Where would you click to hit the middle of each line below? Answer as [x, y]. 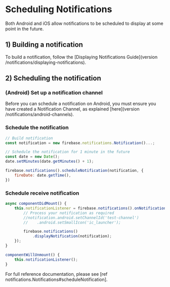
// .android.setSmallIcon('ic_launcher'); [72, 222]
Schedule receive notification [42, 193]
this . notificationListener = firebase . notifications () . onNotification [90, 208]
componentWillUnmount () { [32, 255]
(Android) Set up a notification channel [54, 93]
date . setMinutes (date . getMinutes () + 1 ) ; [50, 162]
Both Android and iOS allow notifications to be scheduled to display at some [84, 23]
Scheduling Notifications [59, 9]
